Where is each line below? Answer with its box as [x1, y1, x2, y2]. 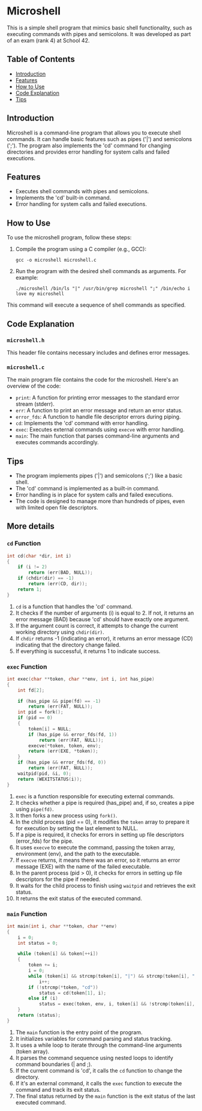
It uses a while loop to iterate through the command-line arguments [15, 1041, 182, 1049]
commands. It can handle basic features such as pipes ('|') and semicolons [7, 135, 192, 142]
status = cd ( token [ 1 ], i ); [38, 990, 107, 996]
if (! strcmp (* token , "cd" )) [28, 984, 98, 990]
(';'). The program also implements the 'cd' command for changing [7, 142, 171, 149]
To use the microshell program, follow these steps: [7, 234, 132, 241]
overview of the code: [7, 382, 61, 390]
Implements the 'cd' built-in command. [15, 194, 111, 202]
